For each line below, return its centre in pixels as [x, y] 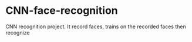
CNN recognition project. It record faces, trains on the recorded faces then [96, 26]
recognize [18, 32]
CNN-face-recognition [62, 11]
